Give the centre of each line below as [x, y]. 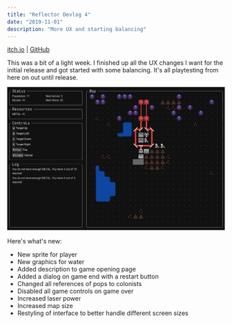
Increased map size [45, 305]
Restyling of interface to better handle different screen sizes [103, 313]
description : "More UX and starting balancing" [77, 29]
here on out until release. [42, 78]
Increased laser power [49, 298]
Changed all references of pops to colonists [79, 283]
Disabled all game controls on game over [75, 291]
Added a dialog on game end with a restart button [88, 276]
